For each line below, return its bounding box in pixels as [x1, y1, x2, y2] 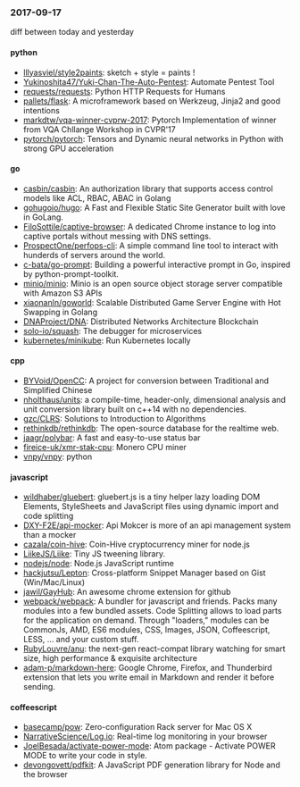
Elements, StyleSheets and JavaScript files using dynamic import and [22, 501, 279, 512]
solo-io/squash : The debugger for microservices [22, 325, 203, 336]
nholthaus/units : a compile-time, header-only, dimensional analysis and [22, 394, 287, 405]
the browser [22, 769, 68, 780]
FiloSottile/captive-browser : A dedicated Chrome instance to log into [22, 221, 276, 231]
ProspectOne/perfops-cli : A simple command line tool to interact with [22, 239, 279, 251]
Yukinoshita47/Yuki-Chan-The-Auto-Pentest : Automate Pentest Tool [22, 76, 275, 87]
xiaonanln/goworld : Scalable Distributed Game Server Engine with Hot [22, 297, 281, 307]
